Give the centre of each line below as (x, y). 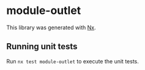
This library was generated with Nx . (51, 27)
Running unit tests (42, 47)
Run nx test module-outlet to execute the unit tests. (72, 61)
